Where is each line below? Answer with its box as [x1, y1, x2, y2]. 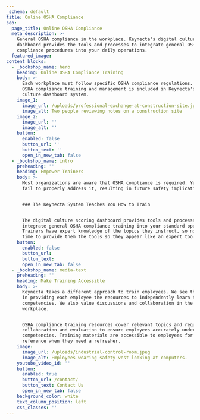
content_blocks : [6, 58, 46, 64]
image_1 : [17, 97, 39, 103]
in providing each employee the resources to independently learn [21, 295, 190, 301]
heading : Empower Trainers [17, 169, 84, 175]
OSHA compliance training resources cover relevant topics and [21, 321, 183, 327]
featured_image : [11, 53, 52, 59]
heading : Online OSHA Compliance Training [17, 70, 124, 75]
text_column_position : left [17, 399, 86, 405]
